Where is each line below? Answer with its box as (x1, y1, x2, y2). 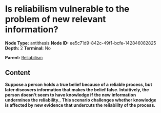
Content (5, 69, 31, 77)
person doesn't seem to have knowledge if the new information (5, 92, 136, 97)
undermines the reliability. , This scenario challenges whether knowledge (5, 97, 157, 103)
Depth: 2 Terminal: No (5, 45, 51, 51)
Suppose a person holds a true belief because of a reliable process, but (5, 81, 152, 87)
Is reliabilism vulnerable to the (5, 3, 130, 15)
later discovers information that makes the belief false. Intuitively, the (5, 86, 149, 93)
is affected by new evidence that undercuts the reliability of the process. (5, 102, 156, 108)
